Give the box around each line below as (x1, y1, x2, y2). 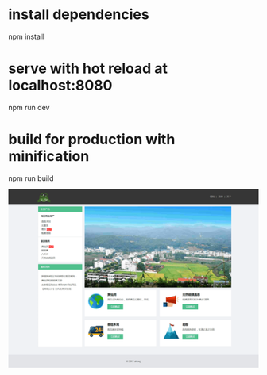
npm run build (8, 173, 54, 183)
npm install (8, 32, 44, 41)
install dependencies (8, 6, 149, 24)
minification (8, 147, 90, 166)
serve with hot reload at (8, 59, 168, 78)
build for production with (8, 131, 176, 148)
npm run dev (8, 102, 50, 112)
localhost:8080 (8, 77, 113, 94)
